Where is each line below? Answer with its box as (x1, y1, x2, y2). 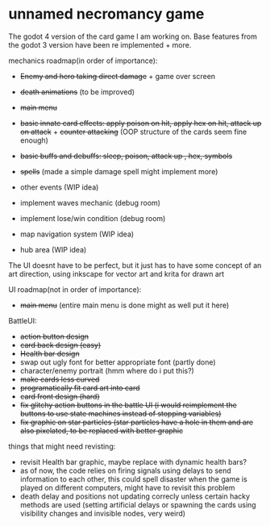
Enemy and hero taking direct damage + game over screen (19, 71, 216, 81)
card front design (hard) (19, 391, 101, 401)
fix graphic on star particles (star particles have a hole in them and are (19, 417, 254, 427)
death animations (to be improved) (19, 86, 135, 97)
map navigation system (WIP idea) (19, 229, 135, 239)
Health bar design (19, 349, 80, 358)
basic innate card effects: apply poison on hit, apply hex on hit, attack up (19, 118, 262, 127)
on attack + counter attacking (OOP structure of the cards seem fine (19, 127, 247, 136)
